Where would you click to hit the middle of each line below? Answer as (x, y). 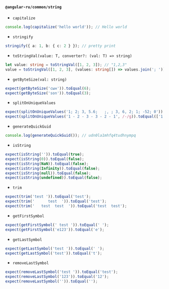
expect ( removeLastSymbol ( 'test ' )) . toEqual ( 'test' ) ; (62, 272)
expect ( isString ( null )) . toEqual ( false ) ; (48, 173)
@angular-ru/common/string (33, 7)
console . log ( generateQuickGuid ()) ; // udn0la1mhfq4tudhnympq (71, 136)
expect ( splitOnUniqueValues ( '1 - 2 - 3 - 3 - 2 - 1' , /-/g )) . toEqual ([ (82, 117)
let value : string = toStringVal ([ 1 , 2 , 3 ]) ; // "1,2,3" (66, 65)
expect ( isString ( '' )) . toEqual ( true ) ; (45, 154)
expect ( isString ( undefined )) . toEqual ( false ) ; (54, 178)
